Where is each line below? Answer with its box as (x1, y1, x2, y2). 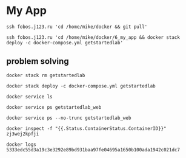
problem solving (6, 56, 69, 67)
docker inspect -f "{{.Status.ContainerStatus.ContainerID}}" (6, 125, 167, 131)
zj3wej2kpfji (6, 131, 39, 137)
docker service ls (6, 94, 53, 100)
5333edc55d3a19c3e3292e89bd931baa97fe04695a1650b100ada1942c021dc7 (6, 146, 181, 153)
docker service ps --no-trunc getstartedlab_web (6, 115, 131, 121)
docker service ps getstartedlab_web (6, 104, 102, 110)
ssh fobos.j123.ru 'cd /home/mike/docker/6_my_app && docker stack (6, 34, 181, 40)
